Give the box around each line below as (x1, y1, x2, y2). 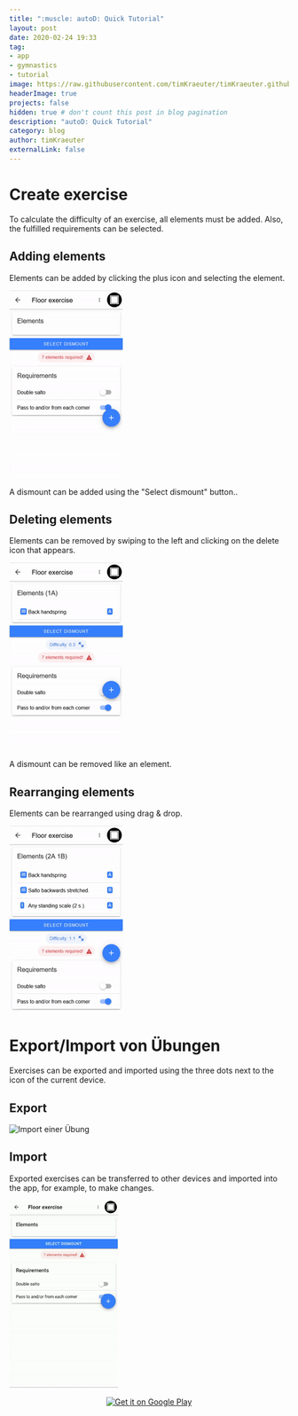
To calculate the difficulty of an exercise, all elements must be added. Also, (9, 214, 284, 224)
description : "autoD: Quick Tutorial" (9, 117, 153, 126)
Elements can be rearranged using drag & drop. (9, 808, 184, 819)
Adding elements (9, 249, 106, 264)
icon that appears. (9, 545, 76, 556)
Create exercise (9, 184, 129, 205)
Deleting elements (9, 512, 113, 528)
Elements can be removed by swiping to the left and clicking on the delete (9, 536, 279, 546)
